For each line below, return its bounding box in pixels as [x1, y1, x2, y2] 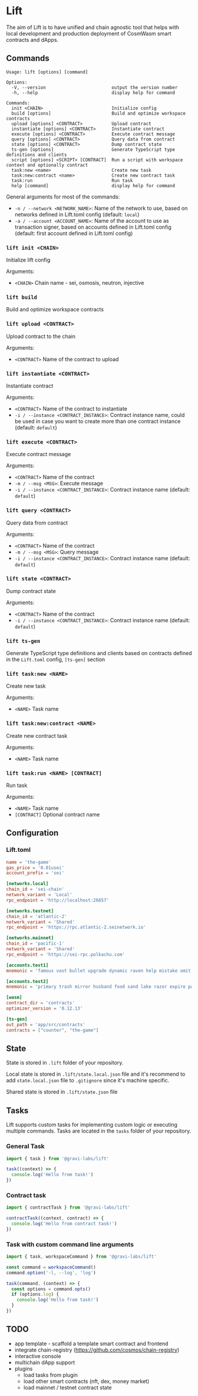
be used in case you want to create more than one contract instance [14, 418, 181, 425]
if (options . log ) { [11, 1291, 60, 1297]
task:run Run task [11, 177, 133, 184]
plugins [14, 1365, 33, 1372]
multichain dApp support [14, 1359, 75, 1366]
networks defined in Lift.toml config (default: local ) [14, 211, 140, 218]
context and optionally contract [6, 162, 88, 168]
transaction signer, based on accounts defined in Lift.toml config [14, 223, 172, 230]
